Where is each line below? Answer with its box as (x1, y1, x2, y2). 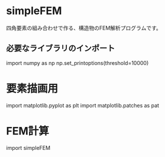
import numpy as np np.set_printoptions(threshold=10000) (6, 59, 149, 66)
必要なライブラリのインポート (6, 43, 115, 54)
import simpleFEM (6, 144, 51, 151)
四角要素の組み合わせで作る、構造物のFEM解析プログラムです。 (6, 24, 161, 31)
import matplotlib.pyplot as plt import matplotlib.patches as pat (6, 102, 160, 109)
